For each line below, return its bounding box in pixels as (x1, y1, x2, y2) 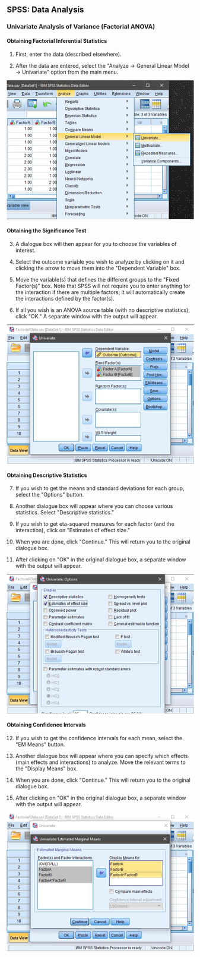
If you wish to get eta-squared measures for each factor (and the (15, 520, 174, 528)
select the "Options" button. (15, 491, 84, 498)
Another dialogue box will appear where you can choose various (15, 503, 173, 510)
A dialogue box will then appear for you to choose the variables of (15, 240, 177, 247)
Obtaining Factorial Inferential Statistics (7, 37, 107, 44)
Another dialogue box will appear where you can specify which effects (15, 752, 188, 759)
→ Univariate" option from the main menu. (15, 68, 119, 75)
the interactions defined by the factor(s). (15, 295, 115, 302)
